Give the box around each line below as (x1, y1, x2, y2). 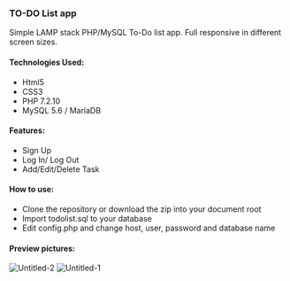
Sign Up (21, 144, 51, 155)
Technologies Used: (9, 57, 85, 67)
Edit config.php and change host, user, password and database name (21, 222, 276, 233)
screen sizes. (9, 36, 57, 47)
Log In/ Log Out (21, 154, 80, 165)
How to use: (9, 184, 55, 195)
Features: (9, 125, 46, 136)
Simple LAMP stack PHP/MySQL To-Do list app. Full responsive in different (9, 27, 281, 38)
